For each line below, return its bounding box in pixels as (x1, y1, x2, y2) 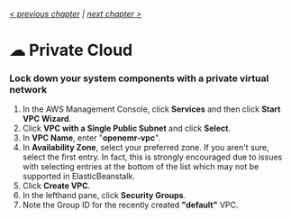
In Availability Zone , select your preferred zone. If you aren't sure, (22, 142, 270, 153)
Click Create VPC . (22, 180, 91, 191)
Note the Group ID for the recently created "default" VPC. (22, 199, 239, 211)
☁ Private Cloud (9, 41, 133, 60)
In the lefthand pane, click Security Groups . (22, 190, 186, 201)
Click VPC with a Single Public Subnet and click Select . (22, 123, 232, 134)
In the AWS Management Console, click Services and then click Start (22, 104, 281, 114)
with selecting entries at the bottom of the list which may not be (22, 161, 259, 172)
